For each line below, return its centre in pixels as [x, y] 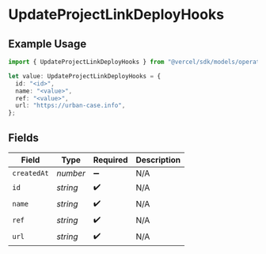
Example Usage [47, 44]
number [71, 173]
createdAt [30, 173]
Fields [24, 137]
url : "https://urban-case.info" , [70, 106]
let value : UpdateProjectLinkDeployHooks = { [84, 76]
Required [110, 160]
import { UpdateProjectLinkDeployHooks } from [86, 62]
